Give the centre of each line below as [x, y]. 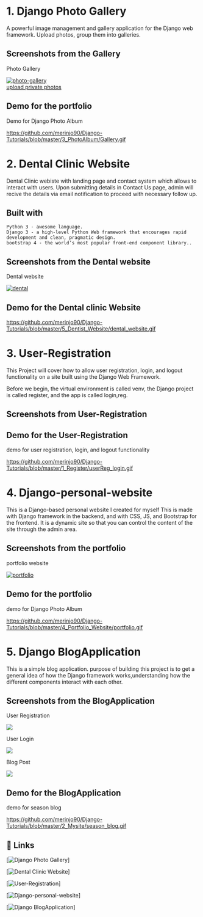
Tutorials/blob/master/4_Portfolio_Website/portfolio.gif [75, 627]
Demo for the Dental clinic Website [74, 308]
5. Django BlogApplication [74, 652]
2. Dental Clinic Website [68, 164]
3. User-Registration [59, 353]
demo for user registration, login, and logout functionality [78, 450]
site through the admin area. [42, 529]
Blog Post [18, 762]
